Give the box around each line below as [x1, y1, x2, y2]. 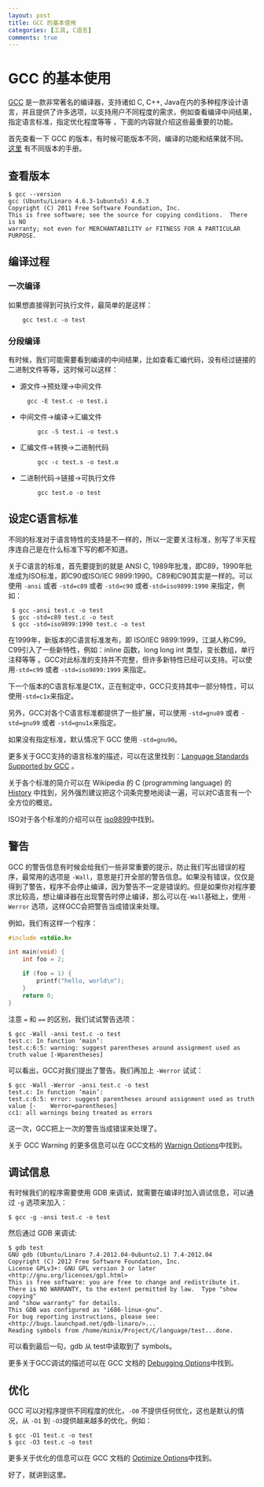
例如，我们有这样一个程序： [8, 918, 98, 928]
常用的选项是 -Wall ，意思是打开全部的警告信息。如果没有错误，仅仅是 [28, 872, 255, 881]
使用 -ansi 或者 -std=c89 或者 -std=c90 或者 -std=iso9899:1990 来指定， [8, 581, 238, 590]
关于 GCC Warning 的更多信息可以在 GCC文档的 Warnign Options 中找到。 [8, 1140, 247, 1150]
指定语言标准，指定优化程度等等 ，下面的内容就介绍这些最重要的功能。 [8, 117, 237, 127]
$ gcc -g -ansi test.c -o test [8, 1214, 111, 1221]
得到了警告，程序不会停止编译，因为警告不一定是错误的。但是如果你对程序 [8, 882, 249, 891]
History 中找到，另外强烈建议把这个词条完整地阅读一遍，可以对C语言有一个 [8, 787, 252, 797]
